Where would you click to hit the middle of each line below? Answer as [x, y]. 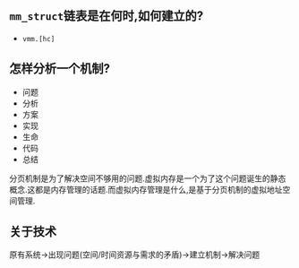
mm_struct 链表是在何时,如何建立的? [107, 16]
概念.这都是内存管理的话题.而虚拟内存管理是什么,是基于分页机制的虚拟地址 [146, 189]
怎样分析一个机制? [60, 69]
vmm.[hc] [38, 39]
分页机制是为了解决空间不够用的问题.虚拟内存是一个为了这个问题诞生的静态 [148, 178]
